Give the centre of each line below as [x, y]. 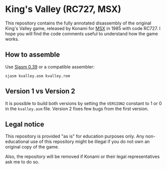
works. [12, 39]
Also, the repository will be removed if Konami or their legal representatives [83, 156]
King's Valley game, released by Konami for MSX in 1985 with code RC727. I [83, 28]
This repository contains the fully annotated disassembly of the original [78, 23]
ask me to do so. [22, 162]
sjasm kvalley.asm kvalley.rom [38, 76]
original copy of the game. [32, 147]
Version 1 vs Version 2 [40, 91]
